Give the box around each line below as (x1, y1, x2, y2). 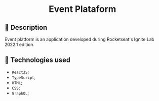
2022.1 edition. (4, 42, 35, 48)
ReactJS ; (11, 69, 29, 75)
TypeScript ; (11, 74, 36, 80)
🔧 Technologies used (4, 56, 71, 64)
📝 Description (4, 23, 47, 32)
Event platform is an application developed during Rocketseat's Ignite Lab (4, 36, 155, 42)
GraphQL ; (11, 90, 29, 96)
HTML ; (11, 79, 23, 85)
